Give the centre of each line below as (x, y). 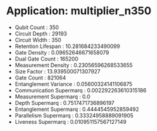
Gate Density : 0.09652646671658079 (62, 52)
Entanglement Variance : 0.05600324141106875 (73, 84)
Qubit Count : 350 (37, 27)
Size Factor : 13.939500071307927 (57, 71)
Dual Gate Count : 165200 (47, 59)
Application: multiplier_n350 (79, 11)
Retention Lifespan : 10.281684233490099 (67, 46)
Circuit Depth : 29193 (41, 33)
